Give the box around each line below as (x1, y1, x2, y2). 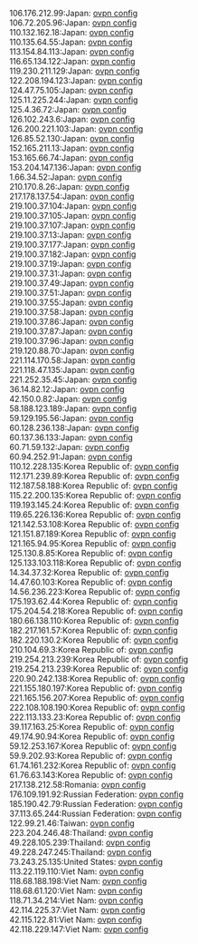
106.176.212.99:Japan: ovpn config (9, 8, 138, 18)
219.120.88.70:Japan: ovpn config (9, 345, 135, 356)
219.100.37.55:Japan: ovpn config (9, 297, 134, 308)
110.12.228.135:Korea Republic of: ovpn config (9, 461, 179, 471)
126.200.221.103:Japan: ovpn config (9, 123, 144, 134)
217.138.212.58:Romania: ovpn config (9, 780, 146, 790)
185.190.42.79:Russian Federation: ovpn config (9, 799, 184, 809)
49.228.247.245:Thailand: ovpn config (9, 847, 152, 857)
